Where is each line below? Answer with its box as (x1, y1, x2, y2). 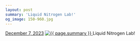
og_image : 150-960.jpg (5, 16, 53, 21)
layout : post (5, 7, 33, 12)
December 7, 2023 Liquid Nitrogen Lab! (5, 30, 135, 36)
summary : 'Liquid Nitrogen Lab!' (5, 12, 76, 17)
